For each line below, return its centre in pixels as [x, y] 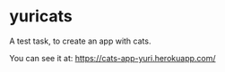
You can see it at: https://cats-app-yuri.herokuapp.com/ [113, 58]
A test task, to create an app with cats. [80, 41]
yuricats [41, 16]
